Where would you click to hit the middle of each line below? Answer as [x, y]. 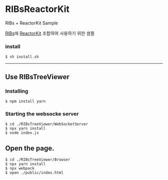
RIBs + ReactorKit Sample [32, 23]
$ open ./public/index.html [34, 173]
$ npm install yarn [25, 101]
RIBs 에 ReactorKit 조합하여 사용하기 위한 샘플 [50, 33]
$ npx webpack [20, 169]
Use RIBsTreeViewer [37, 77]
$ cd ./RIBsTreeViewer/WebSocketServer [47, 124]
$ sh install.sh [22, 57]
